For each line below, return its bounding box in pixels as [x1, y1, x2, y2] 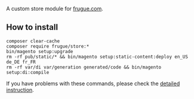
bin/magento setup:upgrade [6, 48, 73, 54]
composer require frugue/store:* [6, 43, 90, 49]
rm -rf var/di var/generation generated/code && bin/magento [6, 64, 162, 70]
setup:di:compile [6, 69, 50, 75]
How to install [6, 22, 58, 32]
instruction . [6, 86, 34, 93]
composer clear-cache [6, 38, 60, 44]
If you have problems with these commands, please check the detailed [6, 80, 180, 87]
